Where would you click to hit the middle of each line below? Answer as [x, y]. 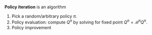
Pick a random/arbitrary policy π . [44, 16]
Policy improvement [31, 27]
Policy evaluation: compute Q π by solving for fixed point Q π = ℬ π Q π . [79, 22]
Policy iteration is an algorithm [35, 7]
